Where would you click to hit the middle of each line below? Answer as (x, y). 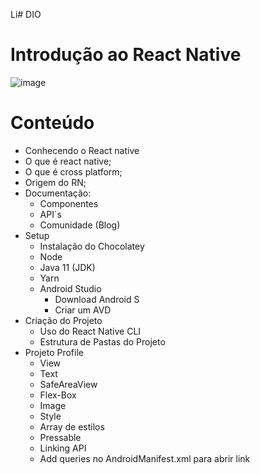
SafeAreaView (68, 384)
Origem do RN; (55, 182)
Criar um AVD (83, 310)
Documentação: (58, 193)
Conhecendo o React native (82, 150)
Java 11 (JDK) (67, 267)
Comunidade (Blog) (80, 225)
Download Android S (97, 299)
